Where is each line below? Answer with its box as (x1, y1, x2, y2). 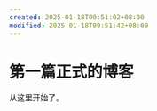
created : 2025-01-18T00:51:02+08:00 (9, 12, 145, 22)
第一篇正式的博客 (9, 62, 135, 82)
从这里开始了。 (9, 92, 64, 103)
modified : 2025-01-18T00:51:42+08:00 (9, 21, 149, 30)
